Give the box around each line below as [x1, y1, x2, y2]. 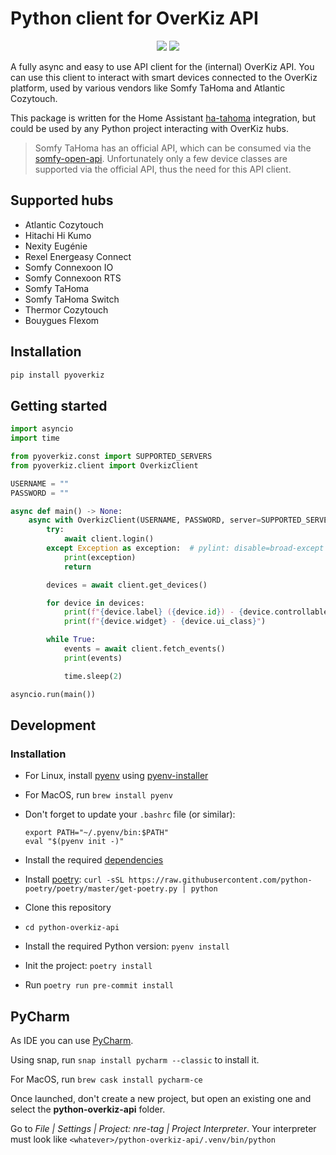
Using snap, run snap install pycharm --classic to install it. [10, 1054, 260, 1066]
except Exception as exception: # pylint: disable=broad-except [46, 543, 325, 553]
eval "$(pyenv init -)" [24, 837, 125, 847]
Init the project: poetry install [24, 960, 153, 972]
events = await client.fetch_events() [63, 644, 226, 654]
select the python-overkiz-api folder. [10, 1103, 166, 1115]
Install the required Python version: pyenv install [24, 940, 230, 952]
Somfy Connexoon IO [24, 261, 114, 273]
